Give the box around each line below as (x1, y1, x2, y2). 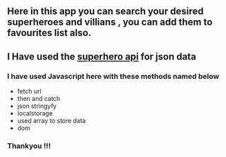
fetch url (17, 87, 41, 95)
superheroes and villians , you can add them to (7, 17, 213, 28)
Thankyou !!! (7, 141, 51, 151)
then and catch (17, 95, 61, 103)
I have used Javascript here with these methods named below (7, 71, 220, 81)
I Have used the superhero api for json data (7, 50, 197, 62)
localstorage (17, 109, 53, 118)
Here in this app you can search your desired (7, 6, 204, 17)
